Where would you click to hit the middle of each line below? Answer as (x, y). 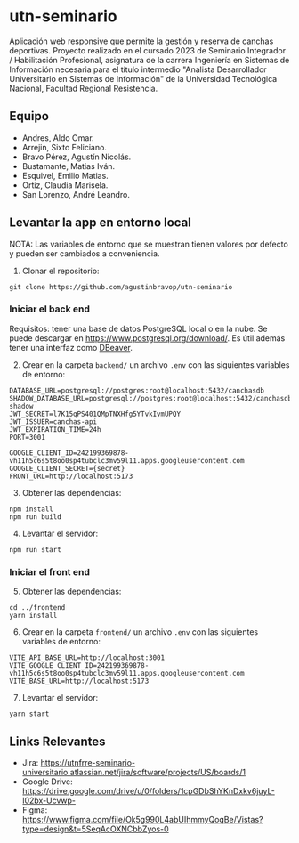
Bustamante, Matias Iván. (69, 166)
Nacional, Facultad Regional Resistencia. (84, 88)
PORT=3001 (28, 437)
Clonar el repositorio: (61, 271)
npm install (31, 509)
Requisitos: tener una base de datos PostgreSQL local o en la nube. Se (138, 328)
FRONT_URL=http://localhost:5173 (71, 476)
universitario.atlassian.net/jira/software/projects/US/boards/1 (134, 772)
